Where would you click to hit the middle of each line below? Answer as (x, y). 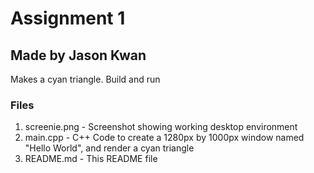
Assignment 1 (68, 18)
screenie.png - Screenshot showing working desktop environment (161, 127)
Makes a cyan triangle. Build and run (85, 79)
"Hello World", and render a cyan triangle (109, 148)
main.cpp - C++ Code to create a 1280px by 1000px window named (164, 138)
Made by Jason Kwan (78, 55)
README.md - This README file (91, 159)
